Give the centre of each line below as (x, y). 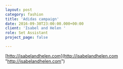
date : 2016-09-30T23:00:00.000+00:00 (44, 24)
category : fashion (24, 14)
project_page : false (27, 38)
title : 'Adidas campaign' (32, 19)
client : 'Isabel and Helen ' (35, 28)
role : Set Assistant (27, 33)
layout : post (19, 10)
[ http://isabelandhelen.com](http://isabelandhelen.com (62, 56)
